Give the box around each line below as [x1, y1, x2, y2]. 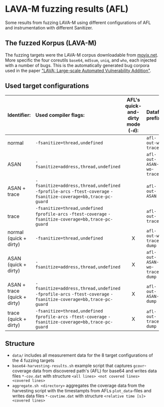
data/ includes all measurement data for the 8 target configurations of [12, 352, 153, 358]
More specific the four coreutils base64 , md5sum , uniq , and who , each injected [5, 57, 157, 63]
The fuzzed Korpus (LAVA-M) [5, 39, 97, 47]
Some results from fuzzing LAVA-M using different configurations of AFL [5, 20, 151, 25]
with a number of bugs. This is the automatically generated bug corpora [5, 62, 150, 68]
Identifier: [7, 112, 31, 118]
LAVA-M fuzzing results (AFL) [5, 3, 129, 15]
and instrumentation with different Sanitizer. [5, 24, 93, 30]
